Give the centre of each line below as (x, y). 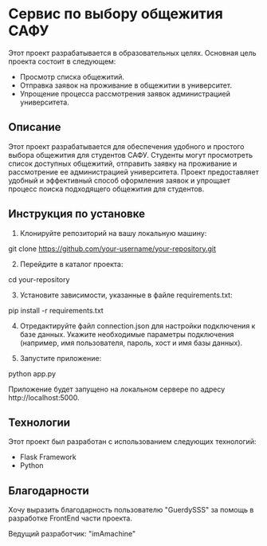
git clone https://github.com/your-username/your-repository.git (112, 249)
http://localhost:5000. (44, 397)
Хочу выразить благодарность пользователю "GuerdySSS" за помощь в (131, 510)
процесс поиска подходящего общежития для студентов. (106, 189)
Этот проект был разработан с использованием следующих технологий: (132, 442)
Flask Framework (48, 457)
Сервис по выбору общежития (116, 14)
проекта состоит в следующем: (62, 61)
